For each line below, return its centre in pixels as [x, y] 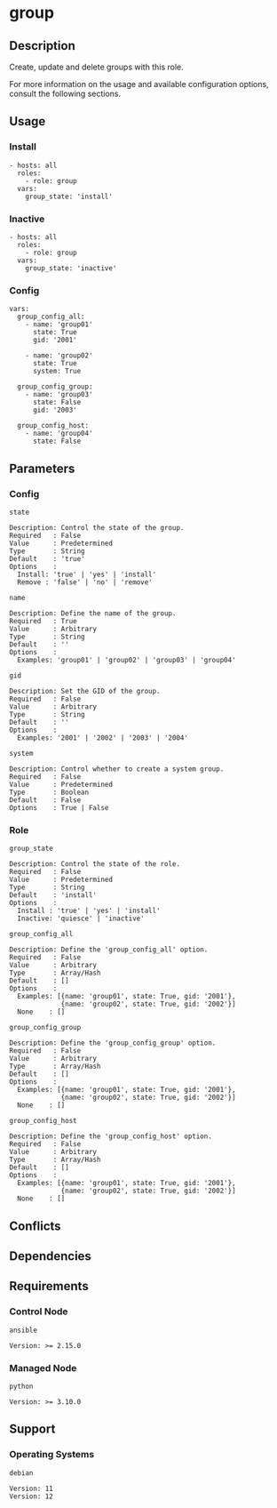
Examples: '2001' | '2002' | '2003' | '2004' [103, 738]
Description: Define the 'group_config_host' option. [111, 1136]
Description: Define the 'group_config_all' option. [109, 950]
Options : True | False [59, 807]
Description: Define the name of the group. [93, 613]
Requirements [49, 1286]
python [21, 1387]
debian [21, 1473]
